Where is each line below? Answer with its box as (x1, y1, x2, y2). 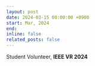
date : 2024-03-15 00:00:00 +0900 (6, 14, 90, 20)
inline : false (6, 31, 42, 37)
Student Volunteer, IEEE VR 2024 (6, 53, 88, 60)
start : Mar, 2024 (6, 20, 50, 26)
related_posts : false (6, 37, 60, 43)
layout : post (6, 8, 39, 15)
